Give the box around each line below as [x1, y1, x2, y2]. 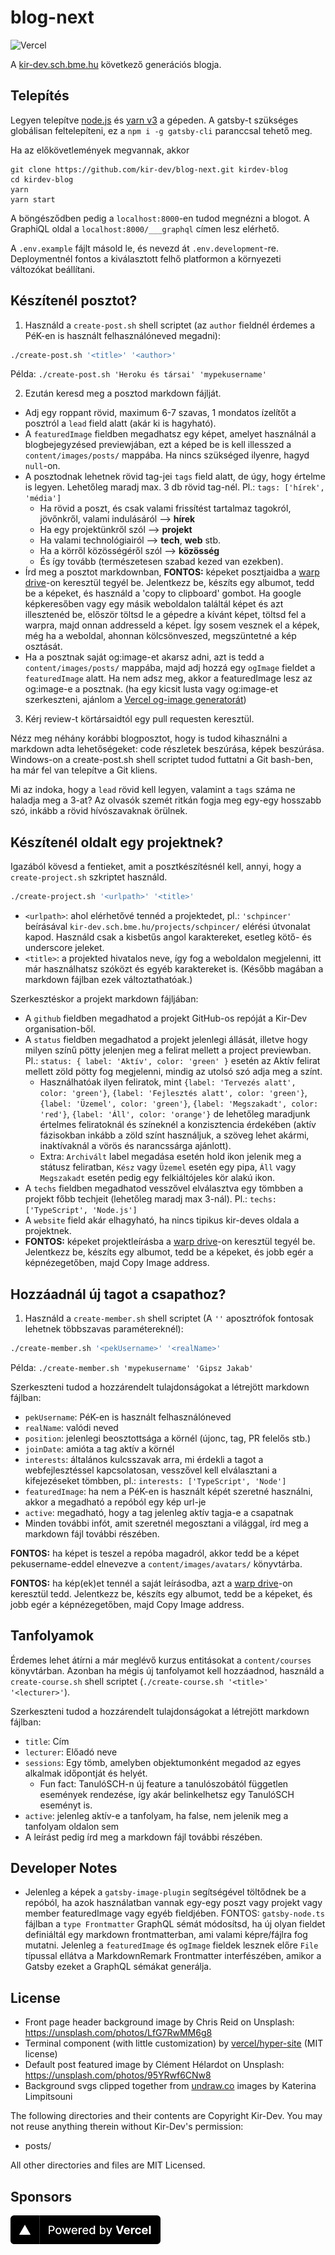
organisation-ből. [24, 1023, 97, 1035]
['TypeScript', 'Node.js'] [24, 1206, 138, 1216]
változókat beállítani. [10, 263, 95, 275]
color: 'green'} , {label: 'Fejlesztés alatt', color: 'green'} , [39, 1087, 308, 1099]
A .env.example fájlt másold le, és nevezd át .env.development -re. [10, 242, 279, 254]
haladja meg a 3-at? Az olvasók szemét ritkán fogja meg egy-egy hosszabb [10, 794, 322, 806]
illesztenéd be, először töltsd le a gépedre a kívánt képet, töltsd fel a [24, 609, 307, 621]
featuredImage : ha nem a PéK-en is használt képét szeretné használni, [24, 1485, 313, 1497]
